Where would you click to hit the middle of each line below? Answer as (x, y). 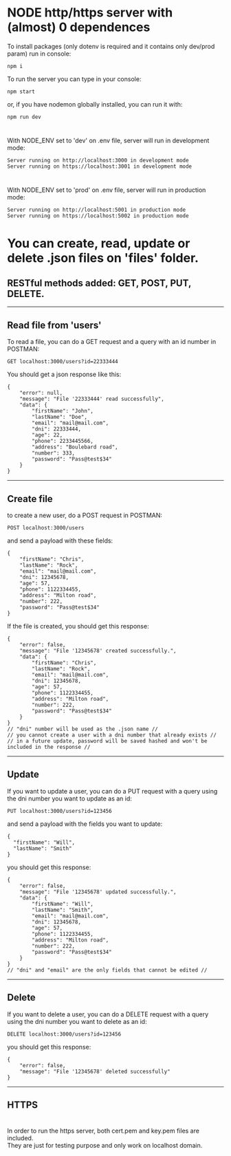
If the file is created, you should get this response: (78, 626)
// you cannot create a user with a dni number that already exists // (112, 735)
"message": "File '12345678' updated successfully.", (98, 892)
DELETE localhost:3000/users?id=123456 (64, 1034)
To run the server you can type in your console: (74, 79)
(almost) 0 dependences (79, 27)
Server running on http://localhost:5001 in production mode (97, 210)
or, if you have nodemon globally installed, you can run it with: (95, 104)
